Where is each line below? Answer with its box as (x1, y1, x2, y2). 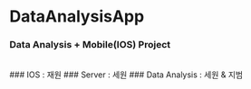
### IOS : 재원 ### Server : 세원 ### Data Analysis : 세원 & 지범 (9, 69, 243, 80)
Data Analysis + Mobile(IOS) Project (9, 39, 171, 51)
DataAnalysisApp (9, 6, 145, 27)
